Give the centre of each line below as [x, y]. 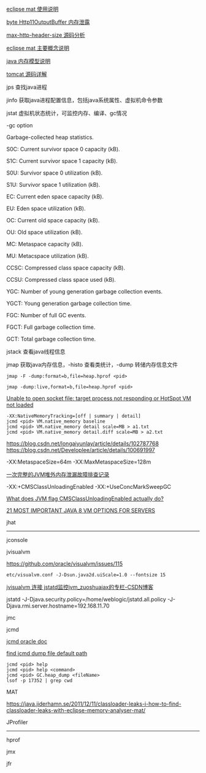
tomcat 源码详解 [27, 74]
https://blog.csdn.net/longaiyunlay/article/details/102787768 [83, 443]
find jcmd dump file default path [47, 653]
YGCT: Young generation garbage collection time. [69, 303]
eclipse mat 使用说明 [32, 9]
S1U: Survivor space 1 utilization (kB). [53, 185]
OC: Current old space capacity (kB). [53, 220]
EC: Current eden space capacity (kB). [55, 197]
